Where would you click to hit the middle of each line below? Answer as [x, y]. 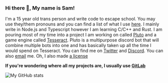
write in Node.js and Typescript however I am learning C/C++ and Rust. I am [84, 29]
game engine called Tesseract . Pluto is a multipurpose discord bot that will [82, 40]
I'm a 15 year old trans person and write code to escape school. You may [80, 19]
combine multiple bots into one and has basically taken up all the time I [78, 45]
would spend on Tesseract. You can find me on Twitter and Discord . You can [84, 51]
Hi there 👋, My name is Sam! [40, 8]
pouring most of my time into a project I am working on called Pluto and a [81, 35]
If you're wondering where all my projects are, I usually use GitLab [75, 66]
